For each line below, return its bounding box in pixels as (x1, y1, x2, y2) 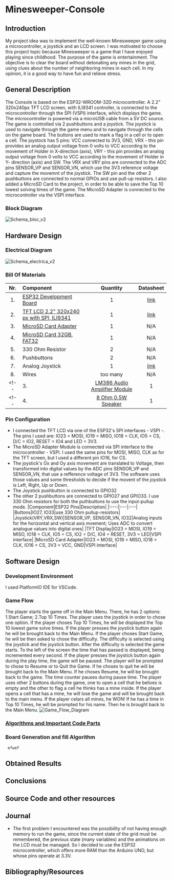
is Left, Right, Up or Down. (12, 482, 69, 488)
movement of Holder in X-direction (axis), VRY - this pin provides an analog (5, 148, 164, 154)
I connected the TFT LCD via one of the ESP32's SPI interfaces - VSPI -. (12, 428, 165, 434)
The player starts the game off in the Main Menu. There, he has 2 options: (5, 609, 161, 615)
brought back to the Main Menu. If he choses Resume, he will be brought (5, 669, 159, 675)
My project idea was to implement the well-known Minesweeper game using (5, 38, 166, 44)
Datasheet (138, 284, 164, 291)
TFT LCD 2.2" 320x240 (22, 308, 80, 315)
